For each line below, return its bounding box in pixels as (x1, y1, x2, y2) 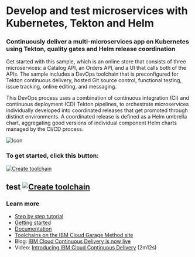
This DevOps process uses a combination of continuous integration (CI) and (6, 94, 189, 102)
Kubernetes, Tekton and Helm (6, 16, 154, 30)
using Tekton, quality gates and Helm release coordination (6, 45, 176, 53)
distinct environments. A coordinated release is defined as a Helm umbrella (6, 113, 187, 120)
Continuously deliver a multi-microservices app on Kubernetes (6, 38, 189, 46)
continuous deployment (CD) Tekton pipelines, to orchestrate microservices (6, 101, 189, 108)
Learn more (6, 199, 40, 208)
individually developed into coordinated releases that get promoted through (6, 107, 189, 114)
